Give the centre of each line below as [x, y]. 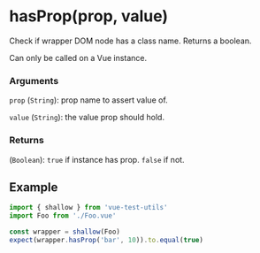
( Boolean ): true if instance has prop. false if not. [97, 159]
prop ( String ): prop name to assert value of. [88, 100]
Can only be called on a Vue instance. [78, 57]
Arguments [34, 80]
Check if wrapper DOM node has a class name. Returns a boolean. [130, 41]
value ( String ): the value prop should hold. [87, 118]
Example [34, 187]
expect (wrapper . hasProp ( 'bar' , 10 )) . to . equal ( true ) [106, 240]
